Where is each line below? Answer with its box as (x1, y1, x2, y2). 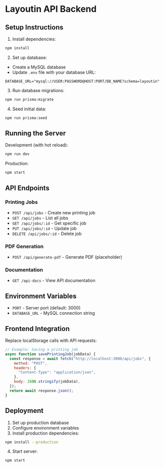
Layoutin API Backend (5, 3, 97, 15)
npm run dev (5, 152, 30, 157)
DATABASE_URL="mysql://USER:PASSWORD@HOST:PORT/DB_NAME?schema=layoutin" (5, 79, 160, 84)
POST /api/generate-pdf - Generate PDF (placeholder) (12, 254, 122, 260)
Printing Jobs (5, 199, 38, 205)
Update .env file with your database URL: (12, 69, 96, 75)
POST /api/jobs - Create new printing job (12, 209, 96, 215)
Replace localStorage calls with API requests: (5, 337, 97, 343)
